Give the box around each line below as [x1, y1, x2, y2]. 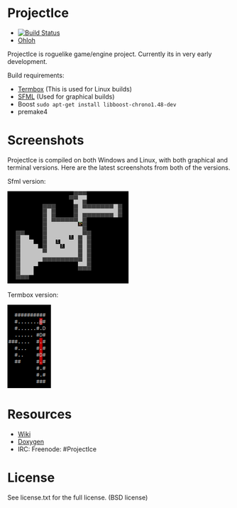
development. [7, 57, 48, 65]
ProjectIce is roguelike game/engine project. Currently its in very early [7, 50, 212, 58]
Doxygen [17, 437, 45, 446]
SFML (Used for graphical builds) [17, 92, 115, 101]
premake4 [17, 107, 48, 116]
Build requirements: [7, 71, 65, 79]
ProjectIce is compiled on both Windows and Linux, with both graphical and [7, 155, 228, 164]
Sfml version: [7, 177, 46, 185]
